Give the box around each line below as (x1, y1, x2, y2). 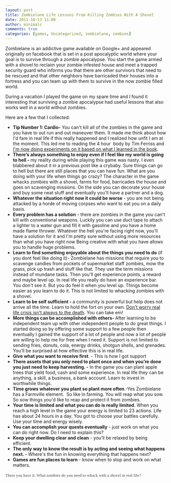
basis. (12, 206, 26, 212)
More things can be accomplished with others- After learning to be (12, 315, 156, 321)
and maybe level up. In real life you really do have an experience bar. (12, 277, 157, 283)
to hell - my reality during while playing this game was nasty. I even (12, 157, 154, 163)
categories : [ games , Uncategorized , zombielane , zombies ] (5, 31, 131, 36)
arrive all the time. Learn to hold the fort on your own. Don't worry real (12, 304, 161, 310)
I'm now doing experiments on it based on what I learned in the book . (12, 146, 159, 152)
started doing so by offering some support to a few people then (12, 326, 146, 332)
